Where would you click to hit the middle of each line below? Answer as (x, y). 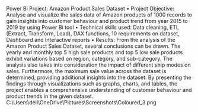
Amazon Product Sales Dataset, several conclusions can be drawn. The (93, 46)
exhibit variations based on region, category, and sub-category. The (90, 59)
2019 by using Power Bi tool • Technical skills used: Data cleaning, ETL (93, 27)
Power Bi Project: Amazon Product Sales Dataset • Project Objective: (90, 9)
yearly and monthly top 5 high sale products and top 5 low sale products (95, 52)
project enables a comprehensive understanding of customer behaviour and (99, 90)
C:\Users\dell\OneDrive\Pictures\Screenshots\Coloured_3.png (81, 102)
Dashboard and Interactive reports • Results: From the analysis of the (91, 40)
